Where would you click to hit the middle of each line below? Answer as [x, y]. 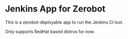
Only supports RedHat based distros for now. [50, 31]
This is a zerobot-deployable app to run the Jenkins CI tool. [64, 22]
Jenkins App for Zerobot [55, 9]
